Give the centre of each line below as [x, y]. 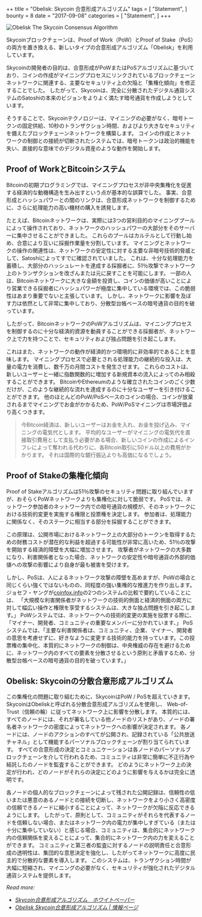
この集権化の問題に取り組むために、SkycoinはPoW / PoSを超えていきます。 [100, 697]
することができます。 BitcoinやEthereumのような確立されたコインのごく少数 [101, 381]
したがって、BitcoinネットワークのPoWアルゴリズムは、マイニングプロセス [99, 323]
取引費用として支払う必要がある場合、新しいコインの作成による [105, 440]
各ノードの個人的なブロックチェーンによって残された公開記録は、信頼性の [98, 793]
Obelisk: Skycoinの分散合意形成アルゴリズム [90, 681]
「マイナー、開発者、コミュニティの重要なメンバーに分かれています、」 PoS [100, 623]
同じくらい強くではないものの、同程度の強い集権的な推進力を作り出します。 [101, 585]
